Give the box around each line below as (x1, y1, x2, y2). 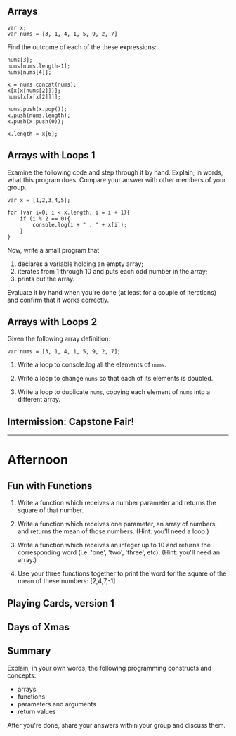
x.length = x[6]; (7, 130, 58, 137)
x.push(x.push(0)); (7, 118, 65, 125)
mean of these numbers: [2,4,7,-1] (17, 577, 116, 585)
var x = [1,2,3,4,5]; (7, 196, 71, 203)
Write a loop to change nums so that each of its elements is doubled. (17, 374, 214, 383)
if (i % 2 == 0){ (20, 215, 71, 222)
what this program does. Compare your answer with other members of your (7, 175, 226, 184)
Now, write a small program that (7, 246, 100, 254)
